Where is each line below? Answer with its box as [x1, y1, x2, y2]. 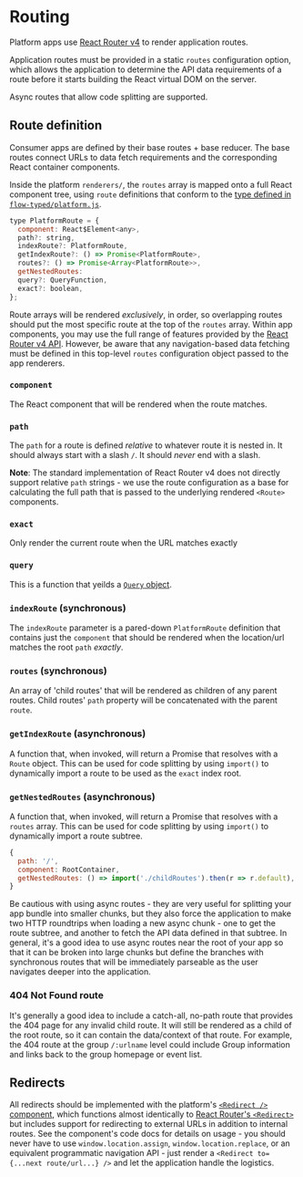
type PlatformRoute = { [9, 216, 100, 225]
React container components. [9, 161, 120, 172]
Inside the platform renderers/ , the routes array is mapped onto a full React [9, 179, 293, 190]
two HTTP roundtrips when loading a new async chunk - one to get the [9, 918, 276, 929]
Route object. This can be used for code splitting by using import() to [9, 757, 269, 768]
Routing [9, 6, 70, 27]
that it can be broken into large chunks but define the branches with [9, 947, 264, 958]
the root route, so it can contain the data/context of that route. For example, [9, 1029, 293, 1040]
